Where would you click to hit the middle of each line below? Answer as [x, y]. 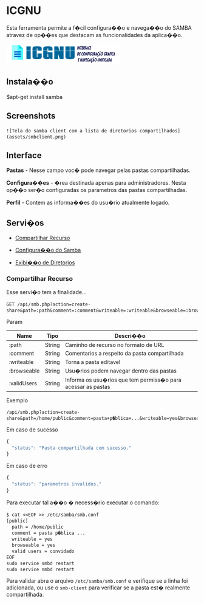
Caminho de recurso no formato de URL [114, 345]
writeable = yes [32, 539]
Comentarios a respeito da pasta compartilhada [124, 354]
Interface [24, 155]
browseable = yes [34, 545]
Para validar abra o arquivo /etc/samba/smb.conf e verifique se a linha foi [97, 580]
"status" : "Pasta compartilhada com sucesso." [72, 448]
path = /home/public [38, 527]
